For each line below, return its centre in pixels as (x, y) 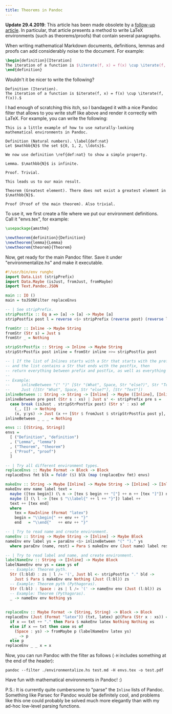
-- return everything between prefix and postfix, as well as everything (86, 371)
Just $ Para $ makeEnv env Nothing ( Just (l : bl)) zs (72, 579)
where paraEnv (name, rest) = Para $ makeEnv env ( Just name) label (84, 546)
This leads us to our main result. (43, 182)
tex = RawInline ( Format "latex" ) (51, 513)
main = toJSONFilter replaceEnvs (41, 301)
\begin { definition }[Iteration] (39, 60)
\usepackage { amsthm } (27, 229)
